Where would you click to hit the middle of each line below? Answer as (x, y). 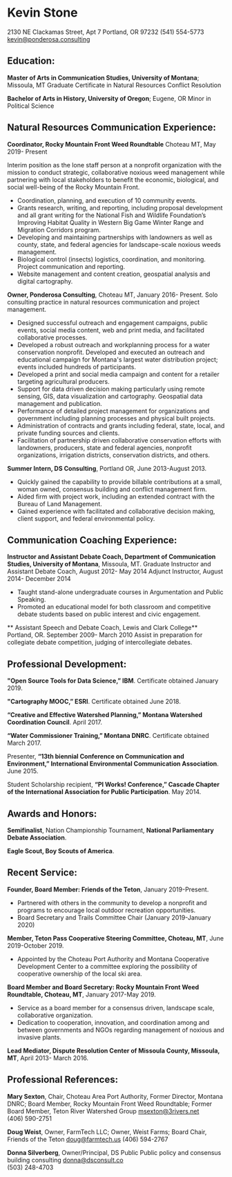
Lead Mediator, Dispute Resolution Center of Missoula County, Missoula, (114, 1050)
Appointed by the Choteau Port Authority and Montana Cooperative (113, 958)
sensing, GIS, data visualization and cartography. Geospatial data (110, 396)
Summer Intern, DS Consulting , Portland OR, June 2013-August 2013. (107, 468)
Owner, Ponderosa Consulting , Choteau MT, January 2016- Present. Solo (113, 295)
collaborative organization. (55, 1015)
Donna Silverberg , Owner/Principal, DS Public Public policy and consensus (114, 1152)
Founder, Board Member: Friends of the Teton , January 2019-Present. (108, 889)
